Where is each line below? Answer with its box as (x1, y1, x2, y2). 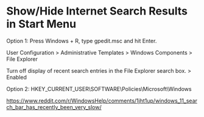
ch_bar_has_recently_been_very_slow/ (6, 103, 102, 110)
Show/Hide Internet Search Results (6, 4, 188, 18)
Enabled (6, 73, 27, 81)
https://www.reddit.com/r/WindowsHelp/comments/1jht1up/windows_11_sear (6, 97, 198, 104)
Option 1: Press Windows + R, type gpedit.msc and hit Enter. (6, 37, 157, 44)
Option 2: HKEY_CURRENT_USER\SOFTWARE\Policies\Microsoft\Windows (6, 85, 192, 92)
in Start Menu (6, 17, 77, 31)
